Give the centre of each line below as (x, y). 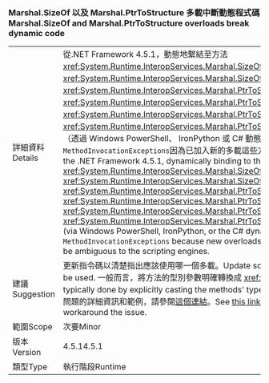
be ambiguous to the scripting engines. (136, 252)
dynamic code (37, 33)
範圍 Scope (33, 327)
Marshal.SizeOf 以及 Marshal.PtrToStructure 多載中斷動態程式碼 (134, 12)
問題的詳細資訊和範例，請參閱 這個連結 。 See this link (162, 302)
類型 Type (30, 367)
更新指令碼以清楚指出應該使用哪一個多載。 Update (157, 266)
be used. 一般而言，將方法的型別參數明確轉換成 (153, 278)
